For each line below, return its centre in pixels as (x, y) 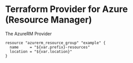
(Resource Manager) (49, 20)
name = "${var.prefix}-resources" (50, 47)
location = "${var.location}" (41, 51)
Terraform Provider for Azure (66, 9)
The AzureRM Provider (29, 33)
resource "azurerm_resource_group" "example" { (56, 43)
